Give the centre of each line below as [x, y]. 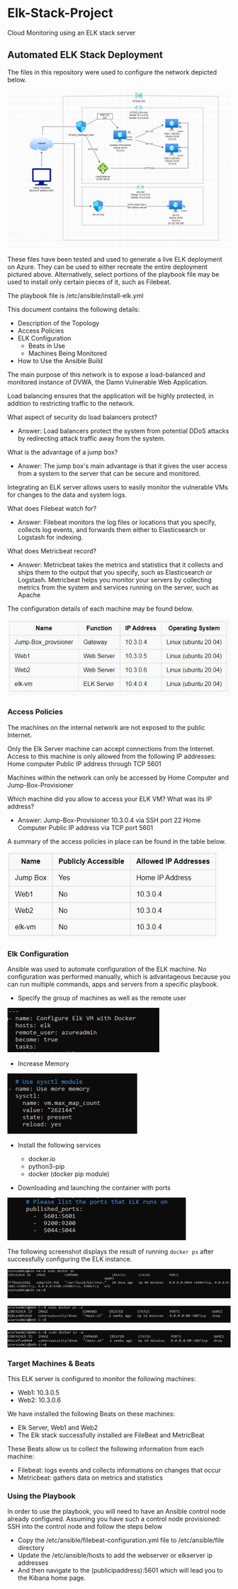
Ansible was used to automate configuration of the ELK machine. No [107, 969]
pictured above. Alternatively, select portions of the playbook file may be [113, 275]
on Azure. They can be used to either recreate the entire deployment [107, 267]
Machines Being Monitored [68, 353]
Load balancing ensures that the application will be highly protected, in [110, 396]
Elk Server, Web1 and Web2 [57, 1427]
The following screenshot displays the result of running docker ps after [110, 1251]
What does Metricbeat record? [52, 551]
